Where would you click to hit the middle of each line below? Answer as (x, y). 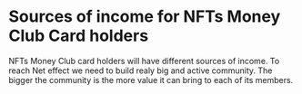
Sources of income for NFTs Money (145, 17)
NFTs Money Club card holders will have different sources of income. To (144, 61)
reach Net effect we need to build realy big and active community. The (141, 70)
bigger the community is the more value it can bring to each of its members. (151, 80)
